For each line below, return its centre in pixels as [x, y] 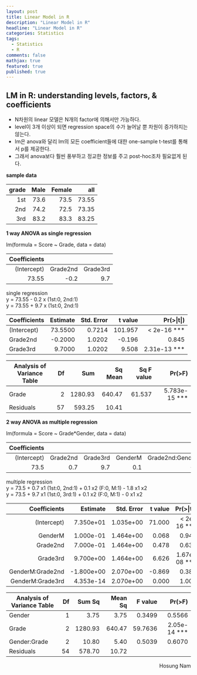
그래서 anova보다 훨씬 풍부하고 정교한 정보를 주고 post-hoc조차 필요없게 [98, 156]
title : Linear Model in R [38, 17]
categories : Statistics [35, 33]
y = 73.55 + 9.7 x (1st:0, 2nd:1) [43, 305]
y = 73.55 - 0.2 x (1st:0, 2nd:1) [42, 300]
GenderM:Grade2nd [37, 572]
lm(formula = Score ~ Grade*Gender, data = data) [66, 434]
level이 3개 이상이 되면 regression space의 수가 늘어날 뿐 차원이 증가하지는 [101, 127]
